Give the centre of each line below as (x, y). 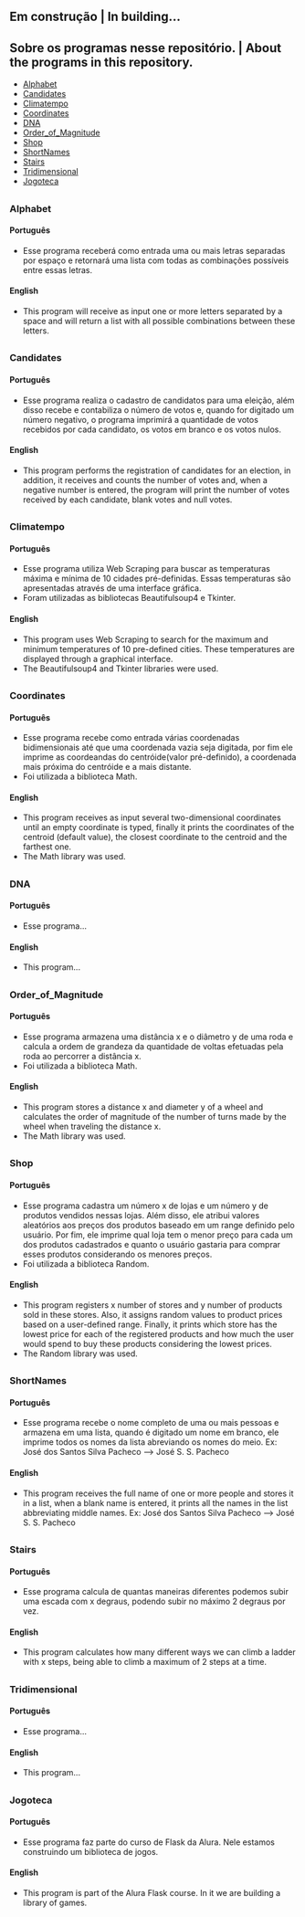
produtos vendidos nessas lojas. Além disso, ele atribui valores (141, 1215)
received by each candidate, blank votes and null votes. (127, 500)
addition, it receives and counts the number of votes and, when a (145, 479)
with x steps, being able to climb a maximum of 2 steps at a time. (145, 1662)
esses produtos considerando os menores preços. (117, 1254)
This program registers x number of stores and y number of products (152, 1305)
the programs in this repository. (101, 62)
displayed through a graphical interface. (98, 658)
